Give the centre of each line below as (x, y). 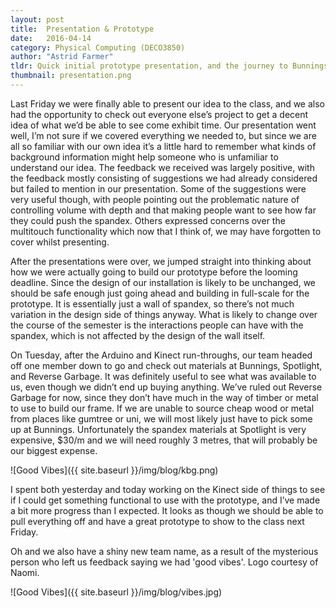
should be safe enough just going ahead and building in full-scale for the (160, 293)
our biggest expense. (54, 450)
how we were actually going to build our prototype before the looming (154, 272)
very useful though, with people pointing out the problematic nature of (155, 199)
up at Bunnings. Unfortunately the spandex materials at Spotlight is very (158, 429)
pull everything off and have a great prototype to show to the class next (157, 521)
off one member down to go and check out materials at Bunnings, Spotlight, (166, 365)
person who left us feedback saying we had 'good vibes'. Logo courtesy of (164, 562)
